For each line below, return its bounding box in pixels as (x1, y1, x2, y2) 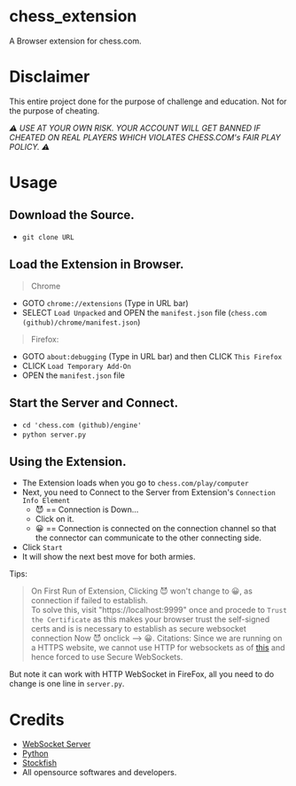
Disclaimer (9, 67, 90, 87)
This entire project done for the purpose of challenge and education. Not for (9, 96, 287, 106)
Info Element (21, 497, 71, 506)
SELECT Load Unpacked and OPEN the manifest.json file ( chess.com (21, 307, 268, 318)
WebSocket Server (21, 739, 91, 750)
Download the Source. (9, 208, 135, 223)
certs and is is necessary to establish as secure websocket (30, 624, 246, 634)
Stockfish (21, 758, 58, 768)
